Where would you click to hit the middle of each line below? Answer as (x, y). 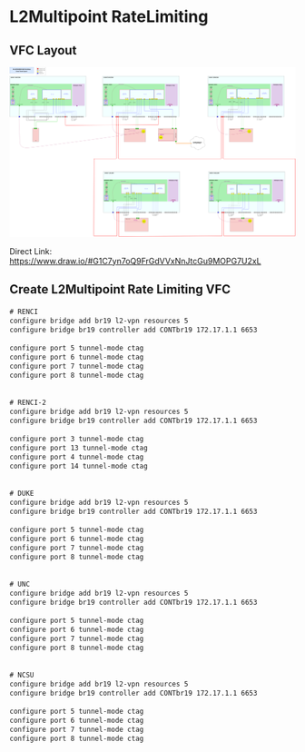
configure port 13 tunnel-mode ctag (79, 448)
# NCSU (22, 675)
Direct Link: (31, 251)
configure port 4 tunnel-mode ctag (77, 457)
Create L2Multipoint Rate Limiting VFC (120, 289)
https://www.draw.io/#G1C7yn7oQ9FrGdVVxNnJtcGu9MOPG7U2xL (135, 261)
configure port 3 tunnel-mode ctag (77, 439)
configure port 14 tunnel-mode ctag (79, 466)
